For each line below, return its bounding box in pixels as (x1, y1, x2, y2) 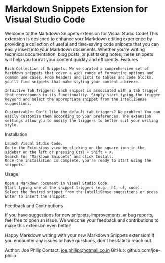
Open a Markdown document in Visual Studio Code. (5, 181, 110, 186)
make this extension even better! (5, 222, 72, 228)
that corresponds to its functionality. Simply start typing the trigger (5, 92, 161, 97)
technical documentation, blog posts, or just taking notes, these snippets (5, 51, 153, 57)
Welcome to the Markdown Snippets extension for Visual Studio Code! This (5, 30, 158, 36)
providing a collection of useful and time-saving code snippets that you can (5, 41, 159, 47)
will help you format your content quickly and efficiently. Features (5, 56, 138, 62)
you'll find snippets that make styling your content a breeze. (5, 79, 140, 84)
